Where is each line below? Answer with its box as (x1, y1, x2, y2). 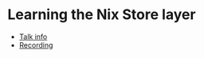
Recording (18, 40, 53, 49)
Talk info (18, 32, 48, 41)
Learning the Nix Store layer (7, 6, 196, 24)
